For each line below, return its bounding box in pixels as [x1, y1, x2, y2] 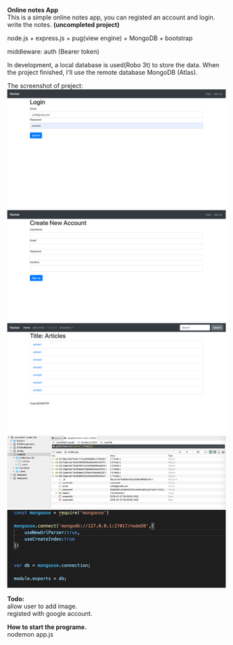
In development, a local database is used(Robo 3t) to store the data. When [7, 61, 220, 69]
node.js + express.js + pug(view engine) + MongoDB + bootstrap [7, 34, 193, 42]
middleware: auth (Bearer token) [7, 48, 100, 55]
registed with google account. [7, 609, 93, 617]
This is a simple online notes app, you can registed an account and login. [7, 13, 216, 21]
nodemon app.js [7, 630, 54, 638]
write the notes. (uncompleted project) [7, 21, 120, 28]
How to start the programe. [7, 623, 87, 631]
